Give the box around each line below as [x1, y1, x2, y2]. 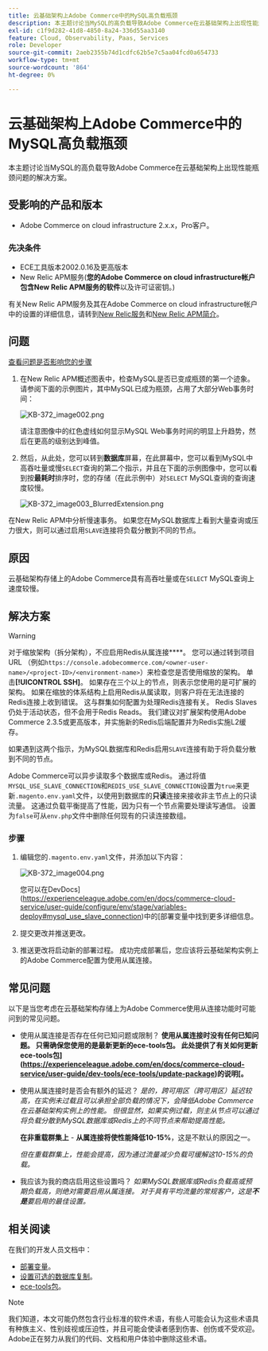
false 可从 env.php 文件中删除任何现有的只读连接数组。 [15, 811, 191, 821]
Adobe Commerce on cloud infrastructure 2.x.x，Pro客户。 [19, 221, 214, 230]
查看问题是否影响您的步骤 [8, 357, 92, 367]
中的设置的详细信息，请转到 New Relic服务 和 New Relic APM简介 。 [8, 308, 224, 319]
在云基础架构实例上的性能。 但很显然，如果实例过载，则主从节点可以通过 [19, 1106, 259, 1116]
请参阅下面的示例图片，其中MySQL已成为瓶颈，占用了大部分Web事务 [19, 384, 247, 394]
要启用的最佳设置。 [26, 1196, 90, 1206]
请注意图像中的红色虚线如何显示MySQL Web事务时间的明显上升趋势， [19, 426, 249, 436]
